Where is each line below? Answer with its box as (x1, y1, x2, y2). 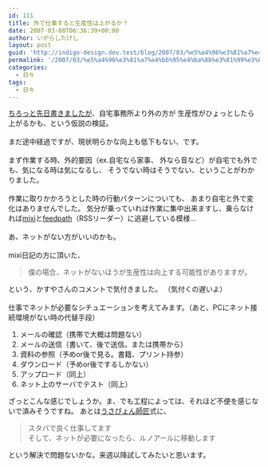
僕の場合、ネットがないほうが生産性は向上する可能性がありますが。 (27, 268, 252, 277)
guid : (8, 49, 26, 57)
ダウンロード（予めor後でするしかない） (19, 359, 153, 369)
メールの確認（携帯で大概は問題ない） (19, 330, 146, 339)
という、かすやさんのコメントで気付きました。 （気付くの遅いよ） (8, 285, 227, 294)
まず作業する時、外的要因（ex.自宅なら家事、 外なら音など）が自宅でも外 (8, 155, 251, 165)
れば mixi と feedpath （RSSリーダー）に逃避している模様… (8, 214, 197, 223)
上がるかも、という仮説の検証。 (8, 119, 113, 128)
